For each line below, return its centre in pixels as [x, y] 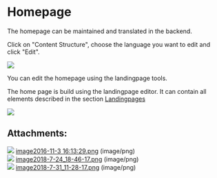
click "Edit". [23, 52]
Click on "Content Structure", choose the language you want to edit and [109, 44]
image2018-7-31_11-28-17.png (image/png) [76, 167]
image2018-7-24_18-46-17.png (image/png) [77, 159]
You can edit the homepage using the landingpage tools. [87, 78]
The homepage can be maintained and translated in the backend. [100, 31]
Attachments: [37, 133]
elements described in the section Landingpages [76, 99]
